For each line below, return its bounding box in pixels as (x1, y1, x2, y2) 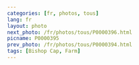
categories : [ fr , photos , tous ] (7, 9, 99, 17)
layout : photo (7, 22, 48, 29)
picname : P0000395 (7, 35, 59, 42)
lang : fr (7, 16, 32, 23)
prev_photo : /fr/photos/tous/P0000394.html (7, 41, 133, 48)
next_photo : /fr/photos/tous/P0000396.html (7, 28, 133, 36)
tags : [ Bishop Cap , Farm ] (7, 48, 80, 55)
